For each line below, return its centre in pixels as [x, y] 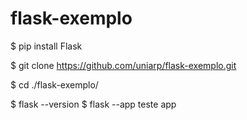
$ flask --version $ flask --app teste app [93, 104]
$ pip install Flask [46, 46]
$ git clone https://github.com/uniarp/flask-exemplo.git [123, 65]
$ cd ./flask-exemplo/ [54, 84]
